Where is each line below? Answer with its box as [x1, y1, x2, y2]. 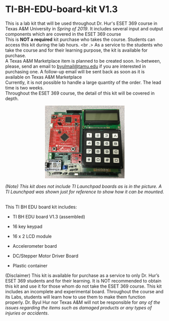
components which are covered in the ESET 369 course [5, 31, 121, 37]
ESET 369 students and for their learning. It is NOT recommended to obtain [5, 278, 161, 284]
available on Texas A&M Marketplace [5, 74, 82, 80]
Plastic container [12, 262, 48, 268]
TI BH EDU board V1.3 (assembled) [12, 213, 85, 219]
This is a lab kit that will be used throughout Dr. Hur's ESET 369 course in [5, 20, 158, 26]
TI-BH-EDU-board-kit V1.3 [5, 4, 118, 15]
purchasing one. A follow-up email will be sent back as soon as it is [5, 68, 145, 74]
